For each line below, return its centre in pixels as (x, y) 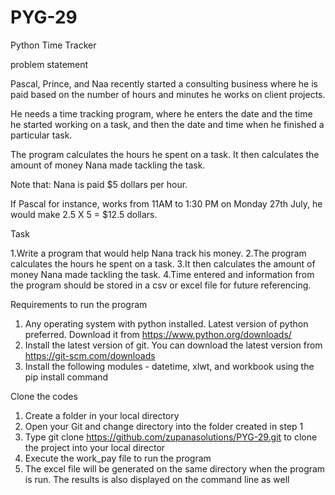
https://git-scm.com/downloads (90, 355)
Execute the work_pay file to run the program (118, 458)
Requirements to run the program (79, 304)
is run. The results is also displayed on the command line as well (157, 479)
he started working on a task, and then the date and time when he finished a (167, 124)
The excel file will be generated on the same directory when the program (175, 468)
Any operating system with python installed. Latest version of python (166, 323)
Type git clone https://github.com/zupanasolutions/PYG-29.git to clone (171, 437)
